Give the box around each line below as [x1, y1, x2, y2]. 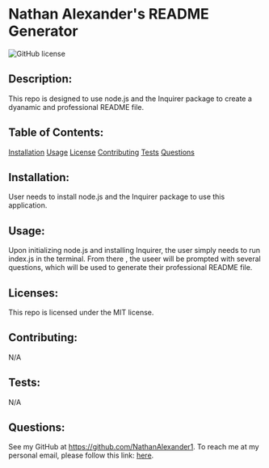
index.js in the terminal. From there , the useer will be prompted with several [8, 254, 261, 264]
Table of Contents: [8, 126, 104, 140]
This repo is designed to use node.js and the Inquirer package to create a [8, 94, 253, 103]
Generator [8, 22, 78, 40]
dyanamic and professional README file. [8, 102, 144, 112]
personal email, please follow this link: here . [8, 450, 154, 461]
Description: [8, 72, 73, 86]
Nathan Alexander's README [8, 5, 210, 23]
